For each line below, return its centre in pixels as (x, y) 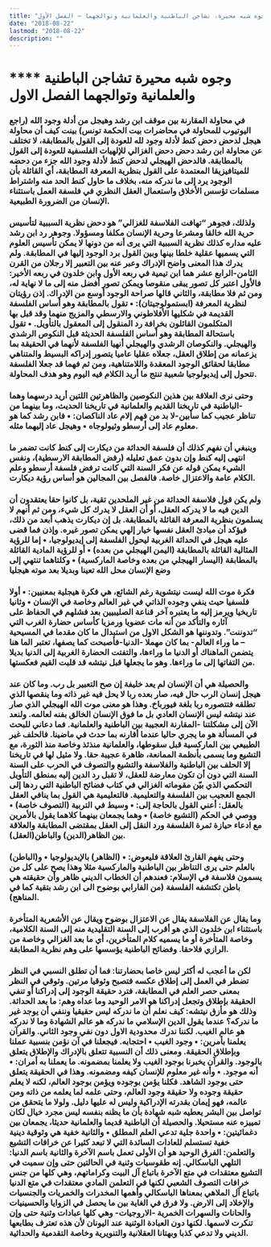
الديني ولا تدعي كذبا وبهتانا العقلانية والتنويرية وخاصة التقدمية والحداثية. (129, 1232)
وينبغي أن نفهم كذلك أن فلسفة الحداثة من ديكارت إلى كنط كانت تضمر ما (133, 448)
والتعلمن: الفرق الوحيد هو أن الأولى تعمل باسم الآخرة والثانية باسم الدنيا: (132, 1152)
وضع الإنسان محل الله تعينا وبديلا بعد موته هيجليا (90, 570)
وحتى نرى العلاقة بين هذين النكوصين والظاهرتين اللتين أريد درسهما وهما (131, 396)
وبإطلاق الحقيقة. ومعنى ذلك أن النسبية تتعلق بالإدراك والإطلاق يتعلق (125, 1051)
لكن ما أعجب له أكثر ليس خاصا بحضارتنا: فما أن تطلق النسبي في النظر (130, 970)
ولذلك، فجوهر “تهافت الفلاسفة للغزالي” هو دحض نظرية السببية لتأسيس (132, 223)
